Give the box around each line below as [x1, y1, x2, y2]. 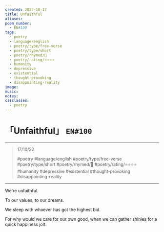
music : [5, 89, 19, 94]
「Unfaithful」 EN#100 [5, 125, 92, 137]
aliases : [5, 16, 23, 21]
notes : [5, 93, 19, 98]
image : [5, 84, 19, 90]
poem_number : [5, 21, 32, 26]
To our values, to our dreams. [5, 197, 64, 203]
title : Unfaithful [5, 12, 42, 17]
